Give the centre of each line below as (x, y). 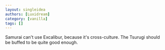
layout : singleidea (25, 10)
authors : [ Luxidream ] (28, 14)
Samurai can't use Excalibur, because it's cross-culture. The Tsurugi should (82, 37)
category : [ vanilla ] (27, 19)
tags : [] (14, 23)
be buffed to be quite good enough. (41, 43)
